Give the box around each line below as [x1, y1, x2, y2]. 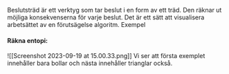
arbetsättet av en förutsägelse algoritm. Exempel [7, 21, 146, 28]
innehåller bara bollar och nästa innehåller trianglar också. [7, 59, 173, 68]
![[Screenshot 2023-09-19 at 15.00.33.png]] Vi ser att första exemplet [7, 52, 205, 60]
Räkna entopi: [7, 36, 48, 44]
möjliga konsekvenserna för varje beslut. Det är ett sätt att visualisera [7, 13, 205, 21]
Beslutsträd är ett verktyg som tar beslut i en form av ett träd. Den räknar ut [7, 6, 222, 14]
